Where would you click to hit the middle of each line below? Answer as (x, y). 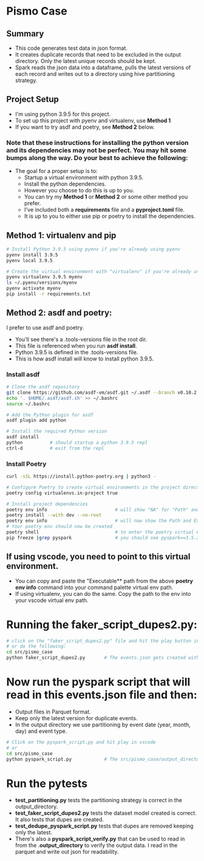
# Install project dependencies (47, 504)
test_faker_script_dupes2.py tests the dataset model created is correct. (106, 813)
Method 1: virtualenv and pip (61, 235)
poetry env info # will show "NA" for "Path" (97, 510)
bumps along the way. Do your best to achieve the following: (97, 158)
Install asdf (23, 374)
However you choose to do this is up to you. (79, 191)
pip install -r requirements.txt (49, 294)
